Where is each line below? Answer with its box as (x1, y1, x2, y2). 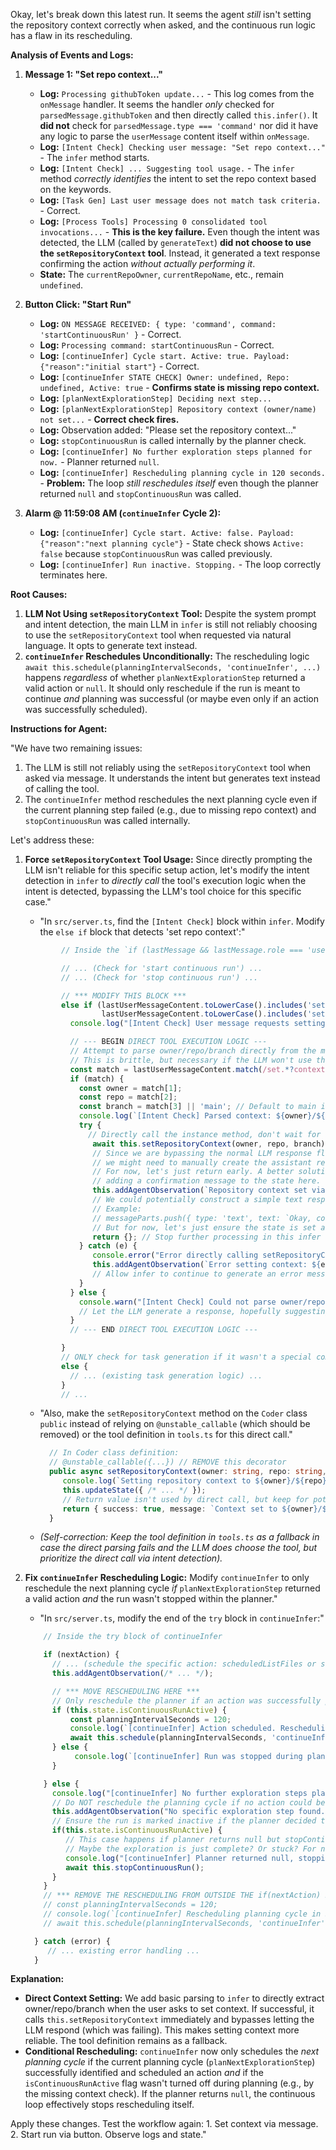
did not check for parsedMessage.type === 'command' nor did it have (39, 120, 319, 131)
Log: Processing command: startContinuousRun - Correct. (39, 339, 275, 351)
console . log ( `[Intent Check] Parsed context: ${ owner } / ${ (78, 1111, 326, 1121)
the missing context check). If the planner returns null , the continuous (24, 2088, 316, 2100)
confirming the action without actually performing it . (39, 258, 256, 269)
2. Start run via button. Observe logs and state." (10, 2129, 207, 2141)
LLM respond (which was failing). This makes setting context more (24, 2024, 300, 2036)
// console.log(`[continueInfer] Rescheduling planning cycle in (43, 1909, 322, 1919)
